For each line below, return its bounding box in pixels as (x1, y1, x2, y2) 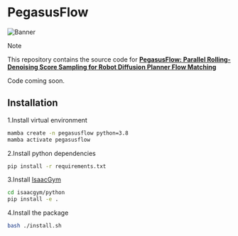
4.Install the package (7, 208, 69, 217)
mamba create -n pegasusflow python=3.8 (7, 129, 129, 137)
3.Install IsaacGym (7, 175, 62, 184)
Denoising (7, 62, 38, 71)
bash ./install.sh (7, 223, 62, 230)
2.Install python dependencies (7, 149, 96, 157)
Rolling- (207, 55, 231, 64)
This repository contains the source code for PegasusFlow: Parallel (7, 55, 206, 64)
